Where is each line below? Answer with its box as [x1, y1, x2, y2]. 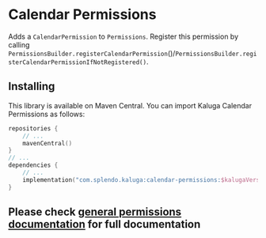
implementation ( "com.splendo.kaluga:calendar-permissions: [22, 176, 222, 183]
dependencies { [8, 161, 59, 169]
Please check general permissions [8, 206, 182, 219]
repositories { [8, 124, 59, 132]
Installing [8, 80, 55, 93]
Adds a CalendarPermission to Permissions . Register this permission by [8, 32, 239, 41]
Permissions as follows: [8, 109, 85, 119]
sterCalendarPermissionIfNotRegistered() [8, 58, 147, 66]
